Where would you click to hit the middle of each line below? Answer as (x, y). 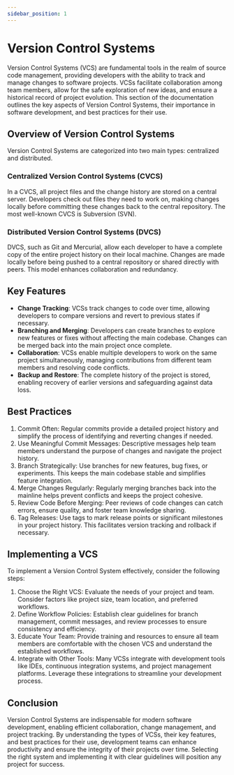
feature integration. (45, 480)
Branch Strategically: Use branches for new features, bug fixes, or (112, 466)
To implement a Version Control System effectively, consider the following (114, 571)
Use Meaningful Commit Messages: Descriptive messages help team (117, 443)
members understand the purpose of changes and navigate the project (119, 450)
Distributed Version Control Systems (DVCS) (85, 232)
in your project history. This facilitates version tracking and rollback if (117, 525)
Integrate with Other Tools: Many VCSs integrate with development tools (121, 659)
